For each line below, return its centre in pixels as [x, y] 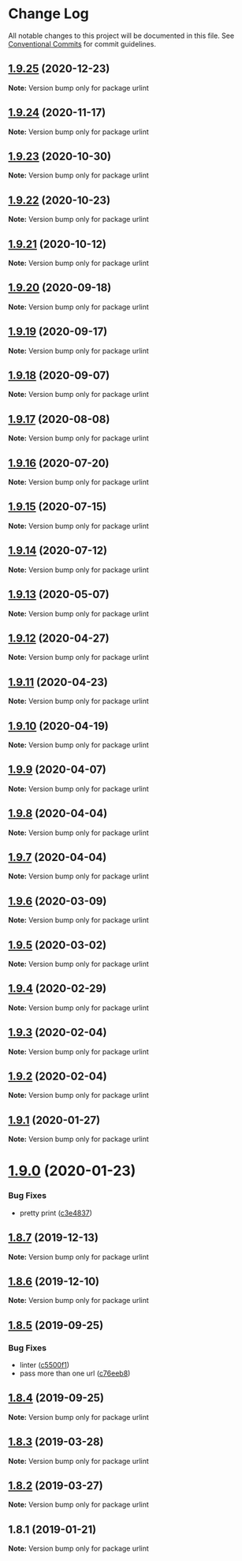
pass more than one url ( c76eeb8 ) [75, 1373]
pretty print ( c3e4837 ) [56, 1213]
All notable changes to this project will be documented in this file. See [121, 36]
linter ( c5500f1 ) [44, 1365]
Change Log [48, 14]
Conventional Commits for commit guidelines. [82, 43]
